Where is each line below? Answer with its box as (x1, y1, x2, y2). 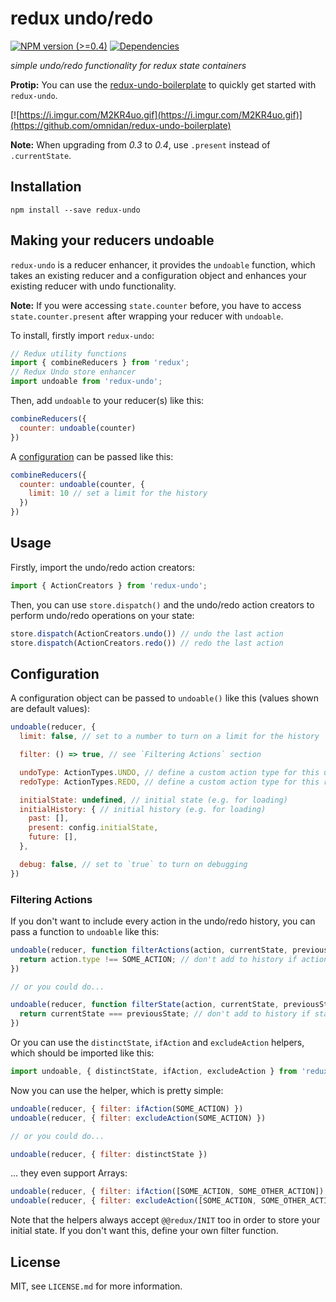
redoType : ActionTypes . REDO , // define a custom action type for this (19, 777, 320, 787)
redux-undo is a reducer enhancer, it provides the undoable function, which (10, 258, 316, 271)
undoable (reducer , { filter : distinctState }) (10, 1149, 208, 1159)
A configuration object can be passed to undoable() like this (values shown (10, 692, 319, 704)
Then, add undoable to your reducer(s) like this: (10, 395, 205, 407)
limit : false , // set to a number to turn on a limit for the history (19, 732, 320, 742)
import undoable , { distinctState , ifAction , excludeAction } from (10, 1067, 298, 1077)
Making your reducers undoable (10, 232, 215, 249)
